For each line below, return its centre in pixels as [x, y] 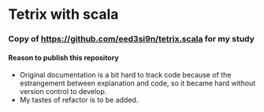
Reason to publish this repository [64, 57]
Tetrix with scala [63, 14]
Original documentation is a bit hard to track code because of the [125, 75]
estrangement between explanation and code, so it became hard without [138, 83]
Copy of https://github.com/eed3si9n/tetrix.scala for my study [131, 39]
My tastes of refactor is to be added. [79, 100]
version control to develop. [63, 92]
